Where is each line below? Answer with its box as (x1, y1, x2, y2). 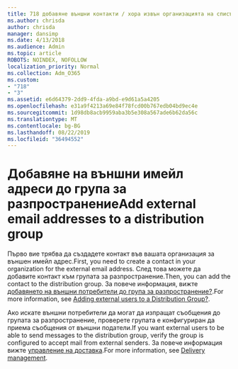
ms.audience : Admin (7, 43, 65, 50)
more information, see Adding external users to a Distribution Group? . (7, 295, 210, 303)
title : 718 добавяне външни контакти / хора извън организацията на (7, 10, 214, 18)
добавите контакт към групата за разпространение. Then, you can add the (7, 272, 231, 280)
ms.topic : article (7, 50, 62, 57)
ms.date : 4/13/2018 (7, 37, 65, 44)
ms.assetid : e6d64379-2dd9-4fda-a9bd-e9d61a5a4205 (7, 96, 160, 103)
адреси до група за (7, 181, 127, 197)
